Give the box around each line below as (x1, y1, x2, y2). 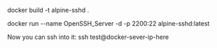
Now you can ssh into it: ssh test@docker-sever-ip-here (7, 33, 169, 41)
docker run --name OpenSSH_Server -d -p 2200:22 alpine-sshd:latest (7, 19, 210, 27)
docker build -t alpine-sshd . (7, 6, 90, 14)
